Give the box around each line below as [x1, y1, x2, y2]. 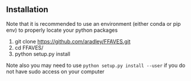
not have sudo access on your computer [6, 67, 105, 75]
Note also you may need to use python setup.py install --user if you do [6, 62, 186, 69]
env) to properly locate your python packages [6, 26, 118, 33]
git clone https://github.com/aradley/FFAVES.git [14, 38, 131, 45]
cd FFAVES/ [14, 44, 44, 51]
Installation [6, 5, 48, 15]
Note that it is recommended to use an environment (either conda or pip [6, 20, 182, 27]
